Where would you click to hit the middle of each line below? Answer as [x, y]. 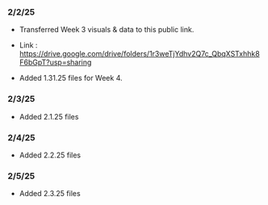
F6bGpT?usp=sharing [55, 62]
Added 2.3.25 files [50, 194]
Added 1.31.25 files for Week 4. [71, 78]
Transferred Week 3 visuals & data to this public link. [107, 30]
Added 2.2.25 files [50, 155]
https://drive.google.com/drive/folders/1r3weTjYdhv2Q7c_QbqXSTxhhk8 [139, 54]
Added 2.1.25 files [49, 116]
